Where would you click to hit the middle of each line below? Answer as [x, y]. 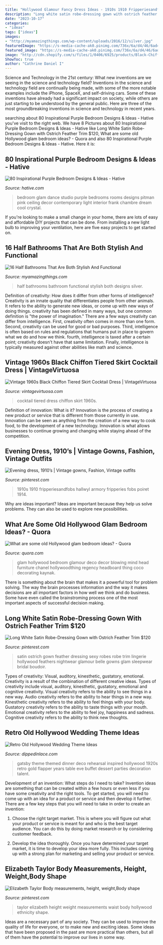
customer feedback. [32, 834]
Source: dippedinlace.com [31, 754]
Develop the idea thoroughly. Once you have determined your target [80, 843]
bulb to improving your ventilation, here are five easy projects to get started [81, 227]
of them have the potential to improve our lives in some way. [65, 937]
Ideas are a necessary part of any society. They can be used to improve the [81, 922]
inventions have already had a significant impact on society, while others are [81, 98]
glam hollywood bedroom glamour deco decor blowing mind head [83, 563]
